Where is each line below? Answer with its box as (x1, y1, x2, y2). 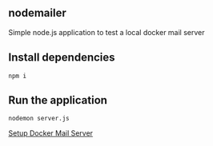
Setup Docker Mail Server (8, 128, 94, 138)
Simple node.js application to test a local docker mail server (8, 27, 206, 37)
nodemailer (8, 6, 66, 20)
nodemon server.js (8, 115, 70, 123)
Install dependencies (8, 51, 115, 65)
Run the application (8, 93, 108, 107)
